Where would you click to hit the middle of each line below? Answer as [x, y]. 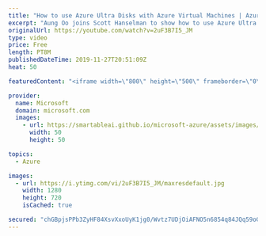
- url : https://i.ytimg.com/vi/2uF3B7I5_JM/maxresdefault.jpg [120, 183]
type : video [28, 38]
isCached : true [47, 206]
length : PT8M [30, 52]
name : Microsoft [42, 103]
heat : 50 [23, 67]
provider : [25, 96]
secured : [23, 219]
